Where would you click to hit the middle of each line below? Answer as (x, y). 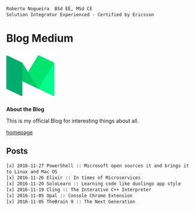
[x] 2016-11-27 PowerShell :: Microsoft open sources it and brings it (97, 166)
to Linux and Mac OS (32, 172)
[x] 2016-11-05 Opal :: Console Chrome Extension (70, 196)
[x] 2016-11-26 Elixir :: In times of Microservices (73, 178)
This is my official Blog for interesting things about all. (73, 121)
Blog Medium (40, 39)
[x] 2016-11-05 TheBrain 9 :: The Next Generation (71, 202)
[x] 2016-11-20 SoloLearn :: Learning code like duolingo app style (94, 184)
